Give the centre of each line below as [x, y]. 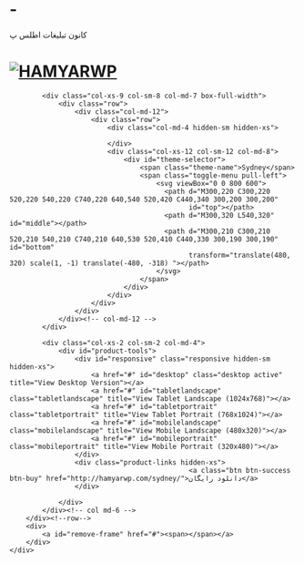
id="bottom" [32, 247]
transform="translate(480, [240, 255]
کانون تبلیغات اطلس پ [49, 35]
